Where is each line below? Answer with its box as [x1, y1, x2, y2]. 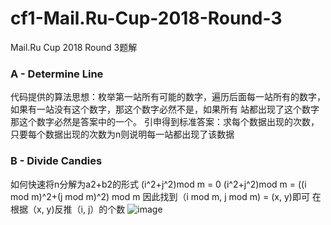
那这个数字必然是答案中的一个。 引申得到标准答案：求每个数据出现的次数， [10, 116, 320, 128]
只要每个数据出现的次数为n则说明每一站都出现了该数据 [10, 128, 235, 141]
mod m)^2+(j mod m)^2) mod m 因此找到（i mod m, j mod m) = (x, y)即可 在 [10, 190, 322, 202]
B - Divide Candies [10, 154, 103, 168]
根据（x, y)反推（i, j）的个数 [10, 203, 126, 215]
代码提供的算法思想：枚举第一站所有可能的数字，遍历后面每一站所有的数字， [10, 91, 326, 103]
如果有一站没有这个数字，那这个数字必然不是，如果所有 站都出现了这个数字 [10, 103, 320, 116]
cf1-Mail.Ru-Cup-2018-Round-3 [10, 7, 283, 30]
